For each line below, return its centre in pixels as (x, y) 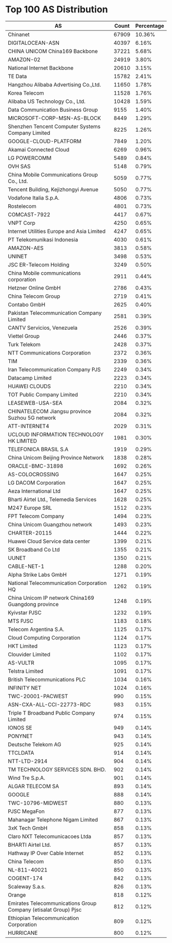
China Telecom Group (34, 296)
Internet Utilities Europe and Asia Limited (57, 231)
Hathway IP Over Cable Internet (46, 853)
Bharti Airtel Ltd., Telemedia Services (52, 499)
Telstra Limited (26, 671)
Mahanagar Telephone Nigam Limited (53, 820)
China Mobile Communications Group (53, 174)
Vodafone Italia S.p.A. (34, 198)
